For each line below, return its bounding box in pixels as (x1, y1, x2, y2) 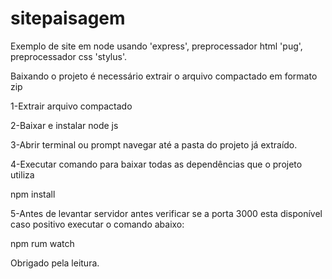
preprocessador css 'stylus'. (10, 50, 127, 62)
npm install (10, 188, 56, 200)
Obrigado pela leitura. (10, 257, 100, 269)
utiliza (10, 168, 35, 181)
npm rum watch (10, 237, 75, 249)
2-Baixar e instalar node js (10, 119, 119, 131)
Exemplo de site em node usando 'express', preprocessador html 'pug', (10, 40, 303, 52)
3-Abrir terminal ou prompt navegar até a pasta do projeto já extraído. (10, 138, 298, 151)
